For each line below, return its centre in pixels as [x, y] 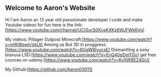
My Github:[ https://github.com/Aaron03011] [49, 69]
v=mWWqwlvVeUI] [24, 44]
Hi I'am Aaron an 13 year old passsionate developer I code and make [74, 19]
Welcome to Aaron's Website [50, 8]
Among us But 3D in [64, 44]
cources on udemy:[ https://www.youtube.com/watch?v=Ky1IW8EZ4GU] [77, 60]
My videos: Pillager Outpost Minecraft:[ [44, 39]
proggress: [96, 44]
